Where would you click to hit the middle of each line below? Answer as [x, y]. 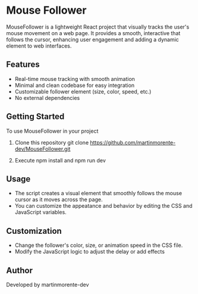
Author [19, 270]
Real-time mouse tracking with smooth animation [75, 79]
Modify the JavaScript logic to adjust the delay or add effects [90, 252]
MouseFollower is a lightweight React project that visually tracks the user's [98, 27]
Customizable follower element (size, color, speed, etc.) [83, 91]
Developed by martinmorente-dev [48, 284]
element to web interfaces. [39, 46]
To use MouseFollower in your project [52, 131]
